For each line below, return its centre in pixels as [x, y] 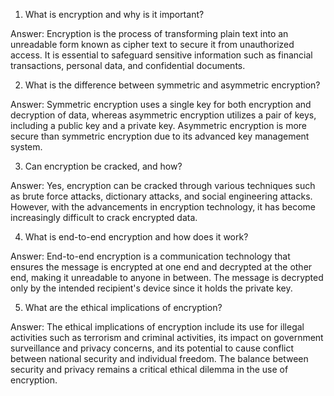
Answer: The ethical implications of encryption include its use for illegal [157, 327]
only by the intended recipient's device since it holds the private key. [151, 288]
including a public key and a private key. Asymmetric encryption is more [159, 125]
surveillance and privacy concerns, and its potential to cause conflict [152, 348]
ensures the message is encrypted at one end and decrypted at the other [161, 267]
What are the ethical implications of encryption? [123, 307]
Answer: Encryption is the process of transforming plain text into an [149, 33]
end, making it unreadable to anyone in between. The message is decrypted [167, 277]
